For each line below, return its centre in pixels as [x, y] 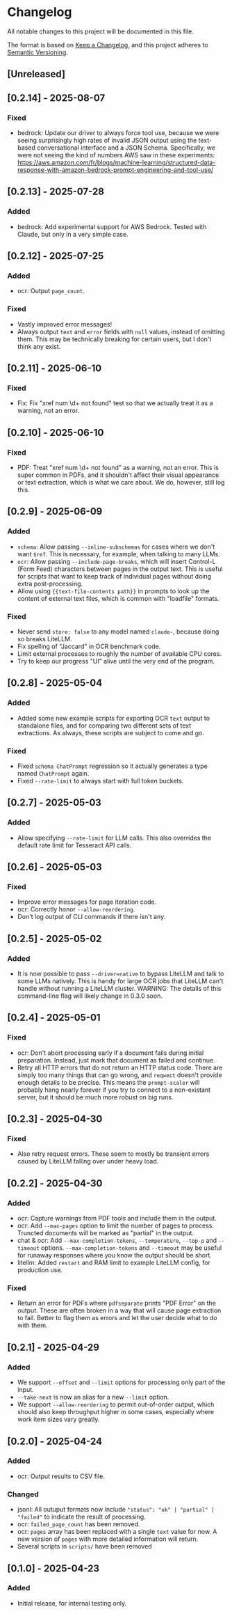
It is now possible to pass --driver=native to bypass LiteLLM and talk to [121, 974]
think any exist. [39, 346]
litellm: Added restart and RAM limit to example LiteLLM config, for [114, 1263]
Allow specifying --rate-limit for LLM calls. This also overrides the [114, 838]
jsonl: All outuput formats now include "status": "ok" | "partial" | [116, 1510]
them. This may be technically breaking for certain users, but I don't [114, 339]
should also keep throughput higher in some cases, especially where [115, 1412]
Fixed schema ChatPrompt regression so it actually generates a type [113, 766]
